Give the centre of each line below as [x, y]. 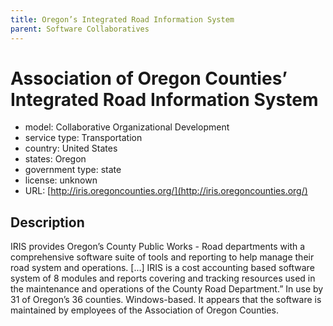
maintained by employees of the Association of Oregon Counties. [144, 310]
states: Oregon [55, 159]
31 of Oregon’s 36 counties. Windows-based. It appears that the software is [166, 300]
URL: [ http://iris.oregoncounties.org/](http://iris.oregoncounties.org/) [166, 191]
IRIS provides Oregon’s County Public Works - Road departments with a [158, 247]
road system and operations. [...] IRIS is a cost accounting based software [162, 268]
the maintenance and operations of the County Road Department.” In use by [167, 289]
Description [47, 222]
